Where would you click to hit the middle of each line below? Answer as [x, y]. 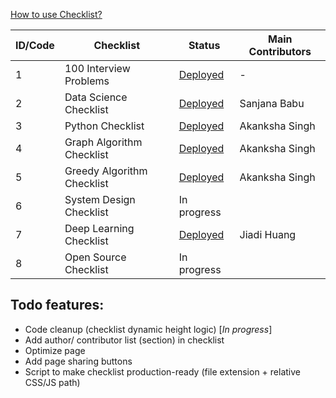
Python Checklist [104, 126]
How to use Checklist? [56, 14]
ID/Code [35, 45]
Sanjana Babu [272, 103]
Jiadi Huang [268, 234]
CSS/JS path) [52, 382]
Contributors [280, 51]
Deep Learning [99, 228]
